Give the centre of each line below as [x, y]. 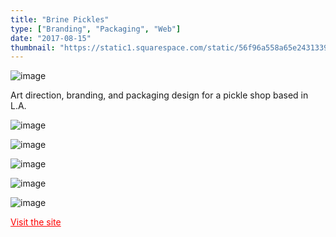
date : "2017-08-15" [51, 38]
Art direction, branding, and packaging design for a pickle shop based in [159, 95]
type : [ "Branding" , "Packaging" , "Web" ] [96, 29]
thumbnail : [33, 47]
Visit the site [36, 222]
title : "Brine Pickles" [60, 19]
